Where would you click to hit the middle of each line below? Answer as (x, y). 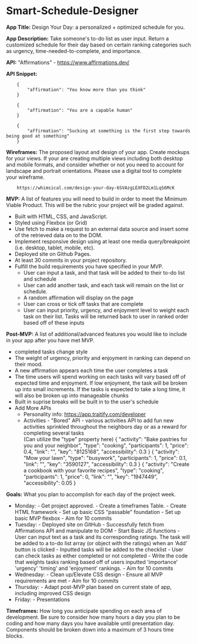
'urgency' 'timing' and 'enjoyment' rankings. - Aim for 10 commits (94, 568)
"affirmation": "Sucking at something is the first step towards (109, 131)
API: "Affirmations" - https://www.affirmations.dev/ (68, 62)
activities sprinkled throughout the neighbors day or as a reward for (105, 426)
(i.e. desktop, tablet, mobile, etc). (55, 248)
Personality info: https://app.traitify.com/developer (84, 414)
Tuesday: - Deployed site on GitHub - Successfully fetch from (89, 524)
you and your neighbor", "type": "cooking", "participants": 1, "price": (106, 445)
